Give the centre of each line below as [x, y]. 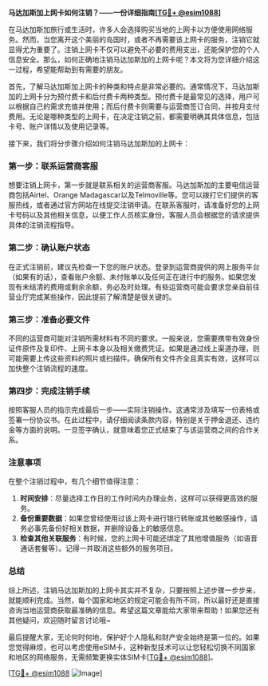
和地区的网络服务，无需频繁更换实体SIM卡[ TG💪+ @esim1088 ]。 [113, 657]
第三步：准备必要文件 [49, 319]
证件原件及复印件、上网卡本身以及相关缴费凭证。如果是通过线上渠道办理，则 [134, 348]
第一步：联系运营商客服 [53, 166]
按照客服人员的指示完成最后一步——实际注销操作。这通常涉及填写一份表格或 [134, 410]
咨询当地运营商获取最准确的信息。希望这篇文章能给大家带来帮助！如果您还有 [134, 610]
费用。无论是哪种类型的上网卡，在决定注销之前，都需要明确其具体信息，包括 [134, 116]
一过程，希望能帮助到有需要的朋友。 [68, 70]
